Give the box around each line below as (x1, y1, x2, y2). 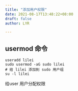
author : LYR (5, 21, 29, 26)
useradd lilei (5, 58, 34, 63)
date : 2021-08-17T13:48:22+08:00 (5, 12, 74, 17)
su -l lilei (5, 71, 29, 76)
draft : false (5, 16, 32, 21)
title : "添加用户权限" (5, 7, 47, 12)
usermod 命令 (5, 45, 48, 53)
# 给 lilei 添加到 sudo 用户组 (5, 67, 64, 72)
